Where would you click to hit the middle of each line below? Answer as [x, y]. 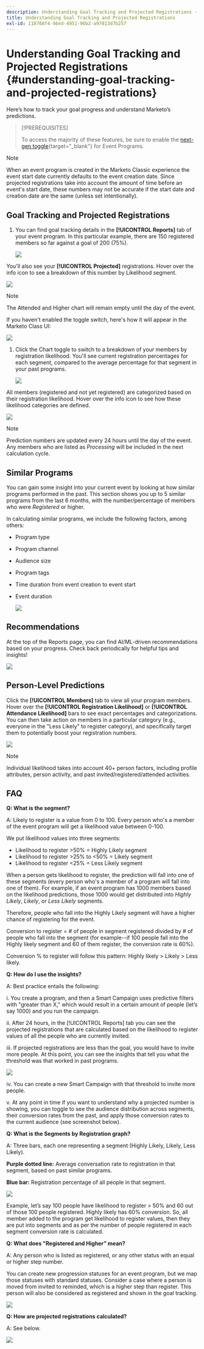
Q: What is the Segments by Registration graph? [69, 1134]
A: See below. [23, 1328]
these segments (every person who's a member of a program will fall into [98, 882]
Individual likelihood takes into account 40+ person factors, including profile [102, 767]
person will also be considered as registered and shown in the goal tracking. [102, 1293]
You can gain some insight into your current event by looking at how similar [100, 487]
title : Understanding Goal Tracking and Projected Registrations [91, 18]
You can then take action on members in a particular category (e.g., [91, 720]
